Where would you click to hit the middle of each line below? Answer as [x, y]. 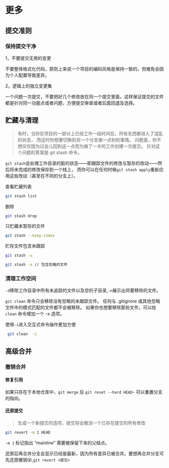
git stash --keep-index [30, 236]
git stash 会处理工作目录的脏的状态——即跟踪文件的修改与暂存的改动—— [81, 163]
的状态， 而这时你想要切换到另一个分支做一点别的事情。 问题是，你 [87, 140]
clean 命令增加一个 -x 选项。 [35, 314]
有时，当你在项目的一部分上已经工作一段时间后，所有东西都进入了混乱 [90, 133]
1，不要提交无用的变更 [28, 58]
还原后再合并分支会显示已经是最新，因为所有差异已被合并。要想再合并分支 [82, 453]
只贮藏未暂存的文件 [25, 226]
